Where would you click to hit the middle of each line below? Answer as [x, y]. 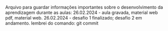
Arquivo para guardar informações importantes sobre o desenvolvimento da [84, 7]
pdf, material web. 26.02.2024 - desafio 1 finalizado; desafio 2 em [74, 18]
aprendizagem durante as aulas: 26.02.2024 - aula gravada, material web [81, 12]
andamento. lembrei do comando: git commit [52, 23]
